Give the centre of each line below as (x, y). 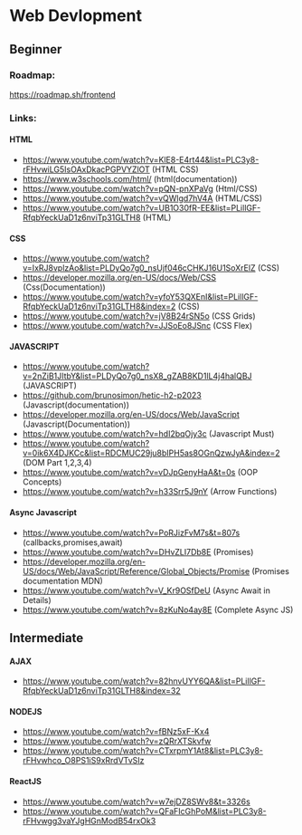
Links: (23, 118)
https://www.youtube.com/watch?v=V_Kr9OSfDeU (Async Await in (146, 590)
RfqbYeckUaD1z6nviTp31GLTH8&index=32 (101, 691)
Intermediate (47, 638)
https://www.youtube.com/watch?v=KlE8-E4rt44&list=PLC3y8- (141, 160)
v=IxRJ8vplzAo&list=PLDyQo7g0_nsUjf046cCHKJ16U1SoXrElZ (139, 268)
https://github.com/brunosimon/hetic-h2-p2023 (112, 396)
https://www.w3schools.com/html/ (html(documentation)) (130, 179)
